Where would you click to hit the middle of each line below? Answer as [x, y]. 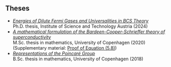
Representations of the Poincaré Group [54, 53]
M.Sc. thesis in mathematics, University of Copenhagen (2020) [79, 42]
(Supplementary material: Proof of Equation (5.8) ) [65, 48]
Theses [17, 8]
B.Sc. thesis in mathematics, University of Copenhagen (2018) [78, 59]
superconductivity [32, 37]
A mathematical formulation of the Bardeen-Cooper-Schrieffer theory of [89, 31]
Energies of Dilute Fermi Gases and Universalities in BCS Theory [81, 20]
